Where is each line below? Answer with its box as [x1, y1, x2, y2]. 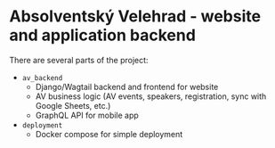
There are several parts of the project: [9, 54, 149, 65]
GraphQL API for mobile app [35, 110, 140, 120]
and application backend [9, 25, 196, 45]
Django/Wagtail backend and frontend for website [35, 81, 219, 92]
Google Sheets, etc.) [35, 100, 111, 111]
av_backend [21, 73, 63, 82]
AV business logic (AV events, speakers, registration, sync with [35, 91, 267, 102]
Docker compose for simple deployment [35, 128, 183, 139]
